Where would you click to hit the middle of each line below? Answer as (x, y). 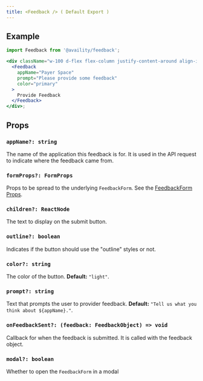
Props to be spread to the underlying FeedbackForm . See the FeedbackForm (99, 188)
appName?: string (32, 142)
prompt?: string (30, 291)
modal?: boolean (30, 359)
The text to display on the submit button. (57, 222)
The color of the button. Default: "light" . (58, 277)
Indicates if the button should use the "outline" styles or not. (81, 249)
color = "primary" (38, 84)
